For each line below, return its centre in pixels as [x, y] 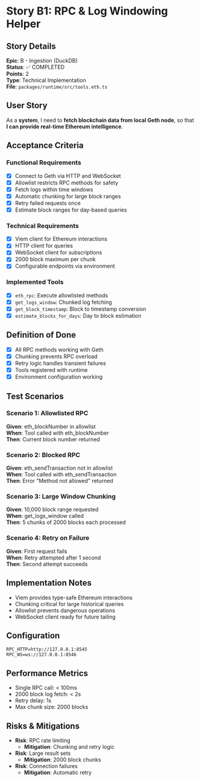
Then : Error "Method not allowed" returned [60, 481]
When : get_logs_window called [45, 516]
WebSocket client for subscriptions [58, 253]
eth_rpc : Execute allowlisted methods [61, 295]
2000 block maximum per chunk [55, 259]
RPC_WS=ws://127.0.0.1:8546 [42, 655]
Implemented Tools [35, 282]
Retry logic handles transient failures [61, 363]
